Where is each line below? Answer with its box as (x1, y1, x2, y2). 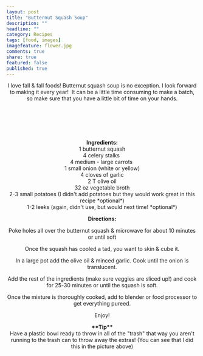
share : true (6, 54, 36, 60)
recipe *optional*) (80, 197, 125, 204)
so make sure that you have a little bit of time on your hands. (26, 95, 178, 102)
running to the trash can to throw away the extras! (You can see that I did (11, 337, 193, 344)
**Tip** (91, 323, 113, 331)
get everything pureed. (73, 300, 131, 307)
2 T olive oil (88, 177, 117, 185)
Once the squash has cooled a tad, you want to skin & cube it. (24, 245, 180, 253)
